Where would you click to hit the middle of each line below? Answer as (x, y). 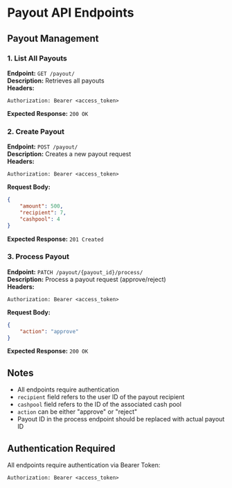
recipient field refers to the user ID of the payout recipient (101, 397)
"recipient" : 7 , (43, 212)
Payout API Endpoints (71, 13)
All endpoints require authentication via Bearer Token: (84, 465)
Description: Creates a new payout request (69, 154)
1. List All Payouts (37, 58)
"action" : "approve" (49, 331)
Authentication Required (61, 448)
